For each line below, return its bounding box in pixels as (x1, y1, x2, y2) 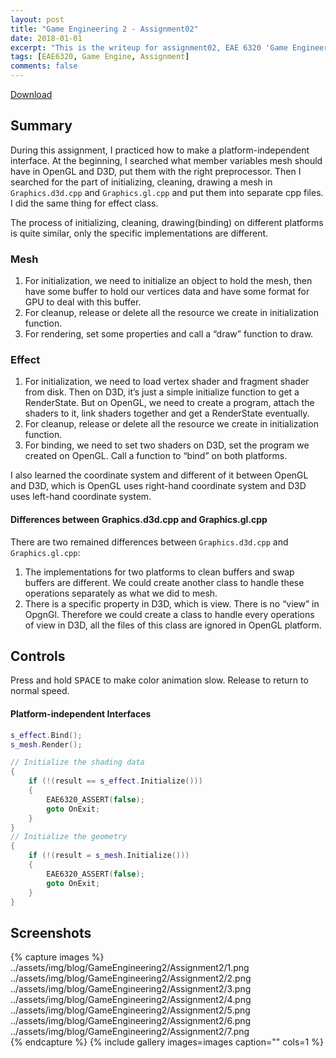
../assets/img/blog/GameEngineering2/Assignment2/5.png (10, 1004, 251, 1016)
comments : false (10, 61, 78, 71)
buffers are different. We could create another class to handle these (24, 576, 305, 588)
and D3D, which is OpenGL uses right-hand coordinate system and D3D (10, 480, 307, 492)
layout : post (10, 14, 65, 25)
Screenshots (10, 924, 92, 941)
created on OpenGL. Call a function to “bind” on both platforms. (24, 450, 288, 462)
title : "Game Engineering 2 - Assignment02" (10, 24, 199, 34)
